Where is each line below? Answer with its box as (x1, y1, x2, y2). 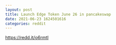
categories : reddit (5, 21, 46, 26)
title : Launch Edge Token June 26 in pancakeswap (5, 12, 111, 17)
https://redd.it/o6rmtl (5, 35, 49, 41)
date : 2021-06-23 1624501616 (5, 16, 66, 21)
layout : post (5, 7, 33, 12)
